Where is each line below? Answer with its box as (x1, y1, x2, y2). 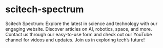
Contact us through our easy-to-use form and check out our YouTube (5, 31, 152, 37)
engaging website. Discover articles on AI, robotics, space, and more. (5, 26, 152, 32)
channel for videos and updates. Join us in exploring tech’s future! (5, 37, 145, 43)
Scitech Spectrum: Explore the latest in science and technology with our (5, 20, 158, 27)
